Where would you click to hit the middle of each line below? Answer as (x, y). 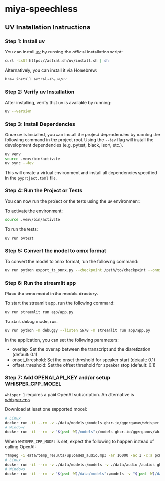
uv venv (13, 154)
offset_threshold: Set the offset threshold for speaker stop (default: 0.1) (84, 365)
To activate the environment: (34, 211)
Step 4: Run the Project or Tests (44, 190)
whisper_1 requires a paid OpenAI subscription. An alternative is (69, 395)
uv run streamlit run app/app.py (39, 312)
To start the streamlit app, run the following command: (60, 303)
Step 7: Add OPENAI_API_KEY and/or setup (58, 377)
